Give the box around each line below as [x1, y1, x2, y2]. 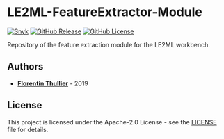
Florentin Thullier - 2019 [17, 79, 89, 88]
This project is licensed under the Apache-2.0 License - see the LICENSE [7, 117, 217, 126]
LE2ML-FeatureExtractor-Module [7, 4, 203, 20]
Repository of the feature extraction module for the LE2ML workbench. [7, 40, 211, 49]
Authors [7, 60, 44, 73]
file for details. [7, 125, 49, 133]
